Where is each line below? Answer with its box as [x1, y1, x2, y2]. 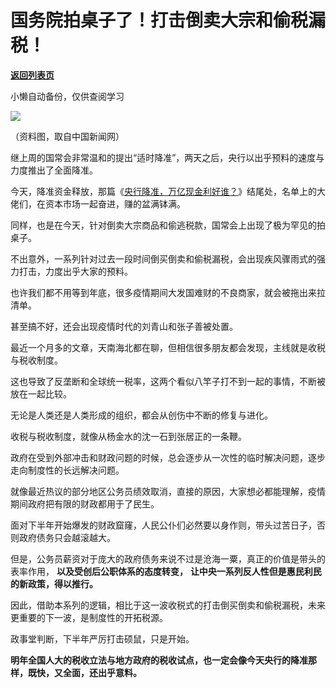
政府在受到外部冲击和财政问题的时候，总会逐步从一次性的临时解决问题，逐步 [10, 451, 326, 463]
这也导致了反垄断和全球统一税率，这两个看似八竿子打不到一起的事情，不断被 [10, 375, 326, 387]
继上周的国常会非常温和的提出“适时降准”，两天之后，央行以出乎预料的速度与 [10, 151, 325, 163]
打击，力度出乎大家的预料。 [18, 265, 133, 277]
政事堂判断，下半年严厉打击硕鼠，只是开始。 [10, 632, 195, 645]
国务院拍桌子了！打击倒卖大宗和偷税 [10, 9, 309, 32]
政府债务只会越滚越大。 [18, 531, 116, 543]
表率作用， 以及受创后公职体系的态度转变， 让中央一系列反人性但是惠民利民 [10, 565, 322, 577]
